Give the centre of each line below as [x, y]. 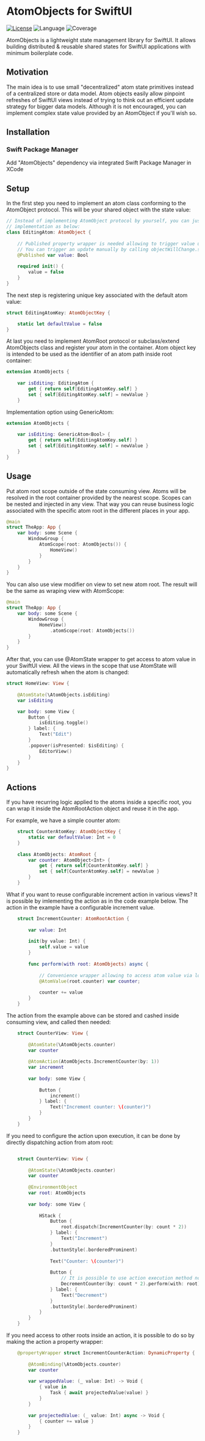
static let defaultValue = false [60, 324]
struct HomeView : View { [38, 684]
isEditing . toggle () [63, 723]
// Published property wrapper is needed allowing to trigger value [106, 244]
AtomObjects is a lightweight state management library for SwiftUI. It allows [101, 40]
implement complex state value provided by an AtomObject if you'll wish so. [102, 113]
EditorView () [55, 751]
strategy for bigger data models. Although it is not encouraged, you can [96, 106]
